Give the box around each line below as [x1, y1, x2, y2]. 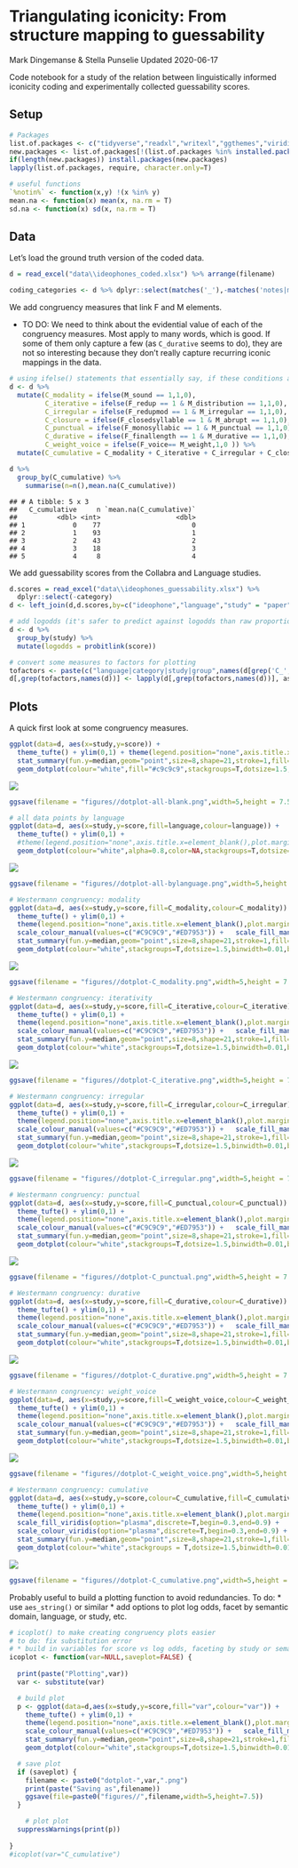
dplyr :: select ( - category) [17, 593, 114, 602]
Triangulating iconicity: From [9, 6, 227, 27]
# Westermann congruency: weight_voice [9, 1387, 157, 1396]
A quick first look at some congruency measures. [9, 723, 189, 734]
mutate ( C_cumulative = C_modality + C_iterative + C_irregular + [17, 449, 264, 458]
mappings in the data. [21, 357, 102, 368]
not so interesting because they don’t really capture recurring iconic [21, 348, 271, 358]
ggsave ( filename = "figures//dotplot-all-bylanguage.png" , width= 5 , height [9, 878, 288, 888]
